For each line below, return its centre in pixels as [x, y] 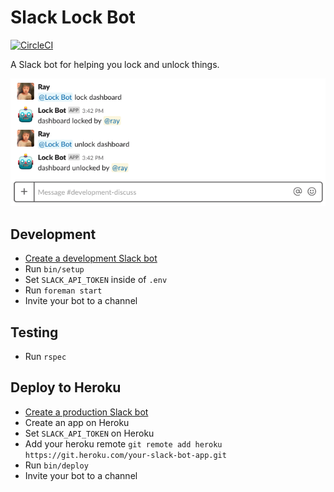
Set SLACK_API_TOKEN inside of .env [96, 280]
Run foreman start [63, 290]
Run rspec [45, 357]
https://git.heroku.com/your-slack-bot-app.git [125, 455]
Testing [34, 332]
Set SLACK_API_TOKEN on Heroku [89, 433]
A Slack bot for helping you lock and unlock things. [115, 64]
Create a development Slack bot [91, 258]
